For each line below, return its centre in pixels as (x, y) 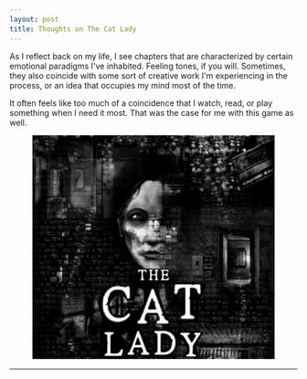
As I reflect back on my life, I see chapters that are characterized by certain (151, 56)
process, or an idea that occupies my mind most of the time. (122, 85)
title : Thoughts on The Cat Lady (73, 29)
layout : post (34, 19)
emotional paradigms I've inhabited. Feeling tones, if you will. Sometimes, (148, 66)
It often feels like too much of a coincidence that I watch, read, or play (141, 103)
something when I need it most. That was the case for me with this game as (152, 112)
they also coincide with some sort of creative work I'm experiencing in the (148, 75)
